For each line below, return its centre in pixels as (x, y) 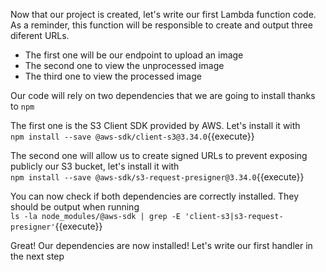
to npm (22, 106)
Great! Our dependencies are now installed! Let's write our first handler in (161, 245)
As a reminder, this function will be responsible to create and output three (161, 25)
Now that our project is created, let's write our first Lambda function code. (163, 14)
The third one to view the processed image (113, 76)
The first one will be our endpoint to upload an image (134, 55)
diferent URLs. (40, 35)
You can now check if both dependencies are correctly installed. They (155, 196)
